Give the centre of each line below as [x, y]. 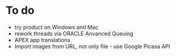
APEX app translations [42, 40]
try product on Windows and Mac [56, 27]
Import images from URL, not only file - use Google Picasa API [92, 46]
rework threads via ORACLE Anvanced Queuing [74, 33]
